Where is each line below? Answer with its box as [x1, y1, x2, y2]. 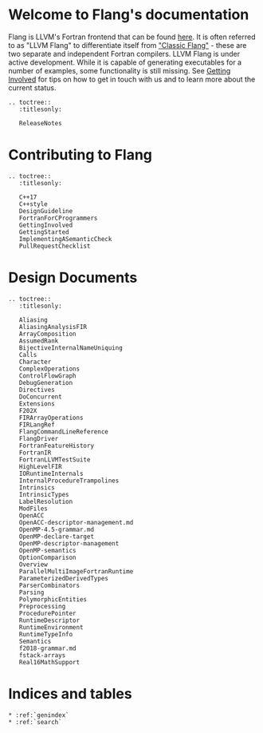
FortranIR [18, 449, 52, 457]
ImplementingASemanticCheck [18, 235, 112, 243]
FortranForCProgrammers [18, 214, 98, 222]
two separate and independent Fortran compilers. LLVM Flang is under [8, 49, 241, 58]
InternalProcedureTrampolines [18, 477, 120, 485]
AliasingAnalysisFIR [18, 323, 88, 331]
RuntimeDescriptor [18, 616, 80, 624]
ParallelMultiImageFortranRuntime [18, 567, 134, 576]
